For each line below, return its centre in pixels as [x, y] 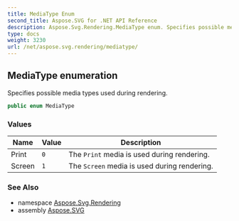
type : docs [23, 34]
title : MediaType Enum [41, 14]
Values [20, 124]
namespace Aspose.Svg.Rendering [69, 203]
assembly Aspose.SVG [51, 210]
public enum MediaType [41, 106]
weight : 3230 [27, 41]
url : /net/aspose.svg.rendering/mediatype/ [73, 47]
